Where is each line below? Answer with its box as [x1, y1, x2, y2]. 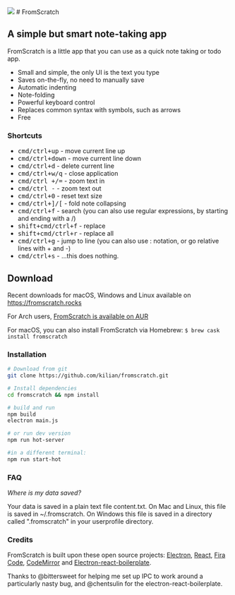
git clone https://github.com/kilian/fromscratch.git [7, 372, 169, 380]
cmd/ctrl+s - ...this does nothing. [17, 252, 119, 260]
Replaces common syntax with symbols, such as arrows [17, 105, 181, 114]
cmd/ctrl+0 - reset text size [17, 192, 102, 200]
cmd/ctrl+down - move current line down [17, 155, 142, 163]
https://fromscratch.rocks [7, 298, 83, 306]
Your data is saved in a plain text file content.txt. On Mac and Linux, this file [7, 503, 227, 511]
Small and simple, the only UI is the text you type [17, 68, 160, 76]
